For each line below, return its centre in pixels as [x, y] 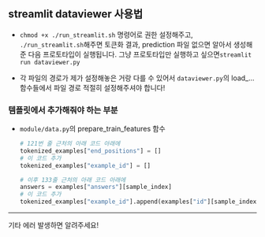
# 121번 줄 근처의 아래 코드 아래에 [70, 144]
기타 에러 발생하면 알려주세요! [54, 225]
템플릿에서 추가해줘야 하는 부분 [63, 110]
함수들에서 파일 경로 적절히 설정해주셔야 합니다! [92, 87]
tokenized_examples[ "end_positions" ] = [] [90, 151]
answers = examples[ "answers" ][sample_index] [95, 187]
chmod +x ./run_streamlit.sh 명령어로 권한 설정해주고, [106, 35]
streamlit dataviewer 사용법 [76, 14]
